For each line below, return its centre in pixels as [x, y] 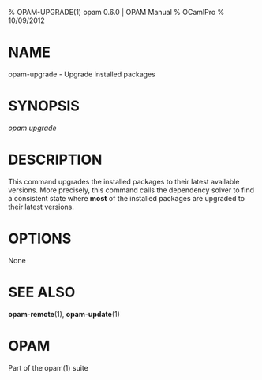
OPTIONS [40, 238]
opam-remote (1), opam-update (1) [64, 314]
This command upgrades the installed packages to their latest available [124, 181]
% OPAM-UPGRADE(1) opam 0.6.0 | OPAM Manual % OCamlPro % [116, 12]
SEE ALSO [42, 292]
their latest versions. [41, 207]
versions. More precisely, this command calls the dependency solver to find [131, 190]
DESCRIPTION [55, 160]
